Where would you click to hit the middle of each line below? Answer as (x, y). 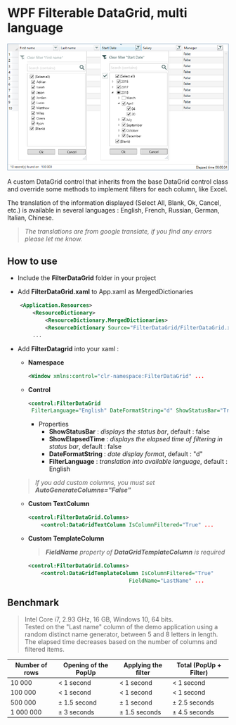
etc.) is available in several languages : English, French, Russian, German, (113, 210)
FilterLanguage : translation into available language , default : (138, 462)
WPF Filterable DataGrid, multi (97, 13)
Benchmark (33, 603)
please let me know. (53, 239)
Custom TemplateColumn (66, 538)
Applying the (143, 665)
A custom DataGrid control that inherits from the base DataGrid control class (118, 182)
